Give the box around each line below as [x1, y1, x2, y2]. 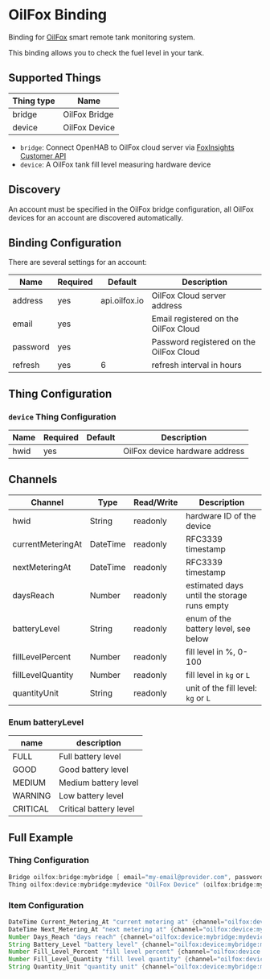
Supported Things [8, 71, 102, 85]
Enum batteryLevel [8, 717, 84, 728]
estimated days [186, 580, 243, 591]
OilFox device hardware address [123, 445, 245, 456]
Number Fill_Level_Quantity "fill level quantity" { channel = [8, 956, 218, 964]
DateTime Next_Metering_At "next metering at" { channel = [8, 925, 203, 933]
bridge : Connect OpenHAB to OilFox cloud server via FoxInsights [19, 143, 235, 152]
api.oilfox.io [100, 295, 145, 307]
